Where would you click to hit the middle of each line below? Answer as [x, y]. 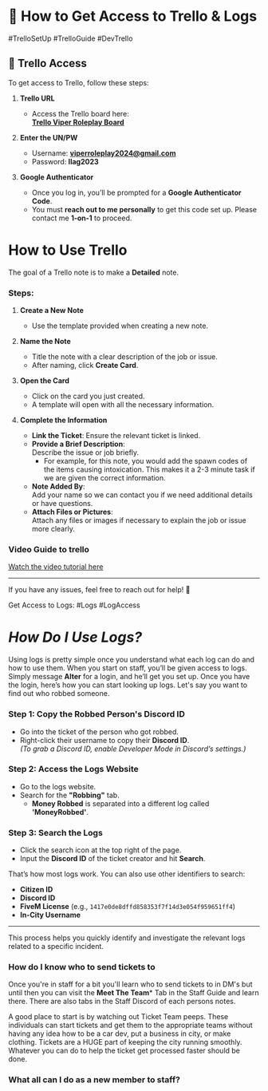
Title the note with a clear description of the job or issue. [124, 356]
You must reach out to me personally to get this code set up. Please [144, 209]
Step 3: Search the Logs [56, 832]
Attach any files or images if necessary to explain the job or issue [139, 520]
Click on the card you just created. [88, 396]
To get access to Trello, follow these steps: [79, 82]
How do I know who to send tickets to [82, 967]
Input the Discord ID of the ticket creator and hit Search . [112, 859]
